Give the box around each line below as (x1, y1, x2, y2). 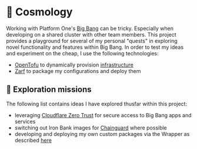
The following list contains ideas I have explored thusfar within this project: (6, 100, 187, 107)
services (14, 118, 36, 125)
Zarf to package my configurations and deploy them (14, 67, 141, 74)
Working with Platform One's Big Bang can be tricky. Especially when (6, 25, 173, 32)
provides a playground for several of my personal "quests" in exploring (6, 37, 178, 44)
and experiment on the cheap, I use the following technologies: (6, 49, 159, 57)
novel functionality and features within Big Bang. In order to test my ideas (6, 44, 184, 51)
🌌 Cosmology (6, 5, 73, 19)
